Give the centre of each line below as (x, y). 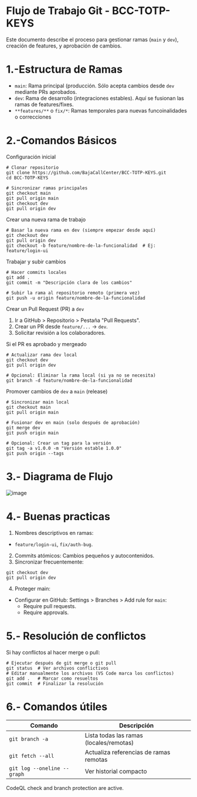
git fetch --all (32, 756)
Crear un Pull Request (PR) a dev (45, 308)
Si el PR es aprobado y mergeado (46, 344)
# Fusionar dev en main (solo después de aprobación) (73, 423)
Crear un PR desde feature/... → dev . (61, 326)
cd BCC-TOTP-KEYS (27, 178)
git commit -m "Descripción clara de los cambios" (69, 283)
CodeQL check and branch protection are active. (65, 788)
